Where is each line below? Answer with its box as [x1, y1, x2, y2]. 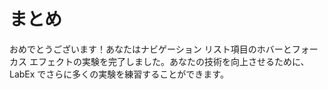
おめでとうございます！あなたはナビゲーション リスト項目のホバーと [9, 43, 292, 55]
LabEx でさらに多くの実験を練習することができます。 [9, 68, 229, 80]
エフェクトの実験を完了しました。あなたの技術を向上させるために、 [28, 55, 310, 67]
